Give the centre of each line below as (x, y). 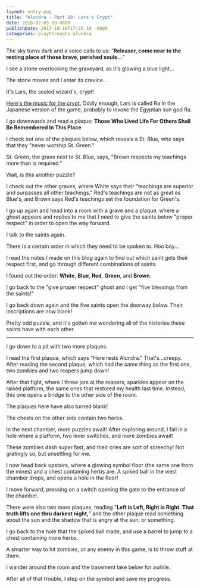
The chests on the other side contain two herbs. (65, 418)
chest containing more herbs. (42, 538)
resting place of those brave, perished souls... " (65, 57)
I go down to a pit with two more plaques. (57, 347)
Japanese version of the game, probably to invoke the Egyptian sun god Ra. (99, 110)
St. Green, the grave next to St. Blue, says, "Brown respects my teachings (96, 157)
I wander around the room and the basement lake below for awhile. (88, 567)
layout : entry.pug (29, 12)
